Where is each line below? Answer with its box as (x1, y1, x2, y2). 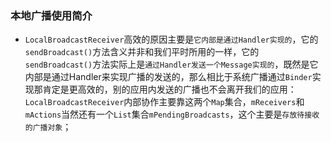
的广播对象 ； (24, 121, 72, 133)
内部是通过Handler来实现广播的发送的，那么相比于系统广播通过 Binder (24, 71, 313, 83)
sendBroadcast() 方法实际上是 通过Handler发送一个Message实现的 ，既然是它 (24, 58, 319, 71)
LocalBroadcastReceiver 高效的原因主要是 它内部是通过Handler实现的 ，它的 (24, 33, 319, 46)
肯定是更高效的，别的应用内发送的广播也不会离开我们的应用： (42, 83, 297, 96)
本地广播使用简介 (10, 8, 93, 22)
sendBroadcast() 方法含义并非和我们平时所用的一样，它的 (24, 46, 260, 58)
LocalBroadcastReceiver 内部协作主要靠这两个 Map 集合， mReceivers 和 (24, 96, 305, 108)
